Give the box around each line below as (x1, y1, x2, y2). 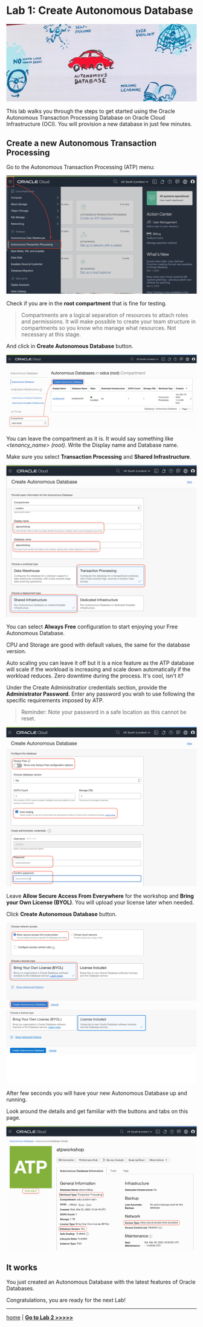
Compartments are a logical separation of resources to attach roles (21, 311, 188, 318)
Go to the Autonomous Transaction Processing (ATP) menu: (6, 163, 155, 170)
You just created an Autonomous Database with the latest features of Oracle (6, 1278, 196, 1285)
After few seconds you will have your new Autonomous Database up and (6, 1089, 187, 1097)
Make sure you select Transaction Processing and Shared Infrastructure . (6, 453, 192, 460)
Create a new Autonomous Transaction (6, 138, 157, 148)
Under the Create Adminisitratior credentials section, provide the (6, 683, 167, 691)
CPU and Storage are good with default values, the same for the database (6, 641, 190, 648)
